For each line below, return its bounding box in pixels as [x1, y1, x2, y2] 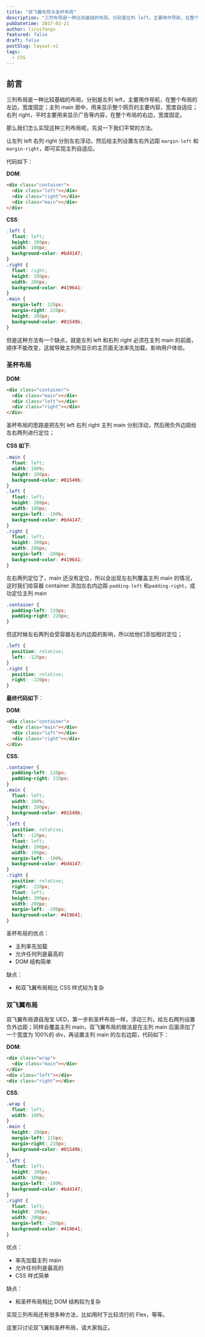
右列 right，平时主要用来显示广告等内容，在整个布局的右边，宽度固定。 [6, 111, 185, 119]
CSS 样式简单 [15, 1272, 49, 1279]
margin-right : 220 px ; [12, 307, 67, 314]
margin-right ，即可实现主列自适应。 [6, 145, 98, 152]
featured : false [6, 32, 48, 38]
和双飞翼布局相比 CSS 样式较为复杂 [15, 984, 104, 991]
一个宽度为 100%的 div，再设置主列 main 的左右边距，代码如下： [6, 1031, 170, 1038]
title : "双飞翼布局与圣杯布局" [6, 9, 77, 15]
